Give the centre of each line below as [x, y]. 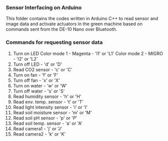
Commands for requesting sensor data [54, 42]
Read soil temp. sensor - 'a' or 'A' [48, 123]
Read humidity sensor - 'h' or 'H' [47, 96]
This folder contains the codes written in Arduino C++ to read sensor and [82, 19]
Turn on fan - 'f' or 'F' [36, 75]
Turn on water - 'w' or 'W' [40, 85]
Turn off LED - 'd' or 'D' [37, 64]
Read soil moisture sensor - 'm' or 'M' [52, 112]
